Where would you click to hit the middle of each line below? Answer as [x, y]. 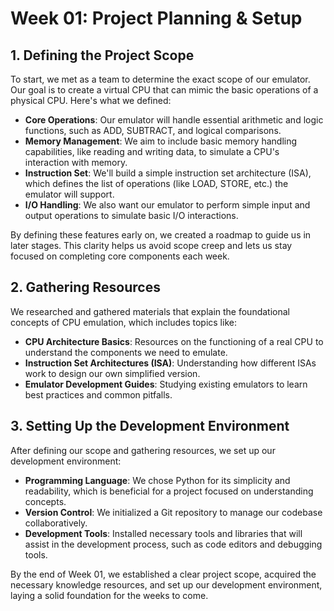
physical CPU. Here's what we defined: [91, 100]
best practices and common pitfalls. [98, 394]
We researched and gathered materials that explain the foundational [150, 311]
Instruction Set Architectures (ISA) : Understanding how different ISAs [170, 363]
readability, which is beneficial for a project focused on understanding [169, 491]
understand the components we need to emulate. [126, 352]
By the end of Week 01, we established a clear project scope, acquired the [163, 574]
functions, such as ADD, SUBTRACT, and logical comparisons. [153, 130]
